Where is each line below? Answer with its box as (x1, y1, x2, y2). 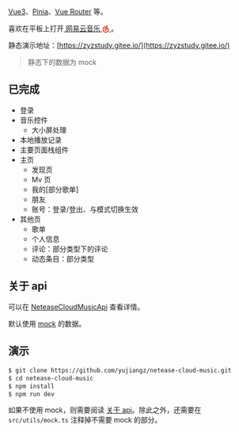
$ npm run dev (8, 391, 55, 399)
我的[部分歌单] (31, 185, 79, 194)
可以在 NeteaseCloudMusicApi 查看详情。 (8, 302, 145, 312)
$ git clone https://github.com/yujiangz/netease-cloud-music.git (8, 367, 232, 375)
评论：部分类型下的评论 (31, 244, 108, 254)
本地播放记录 (19, 135, 62, 144)
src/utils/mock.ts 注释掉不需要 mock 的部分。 (8, 415, 162, 425)
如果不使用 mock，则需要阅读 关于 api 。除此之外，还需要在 (8, 405, 202, 415)
